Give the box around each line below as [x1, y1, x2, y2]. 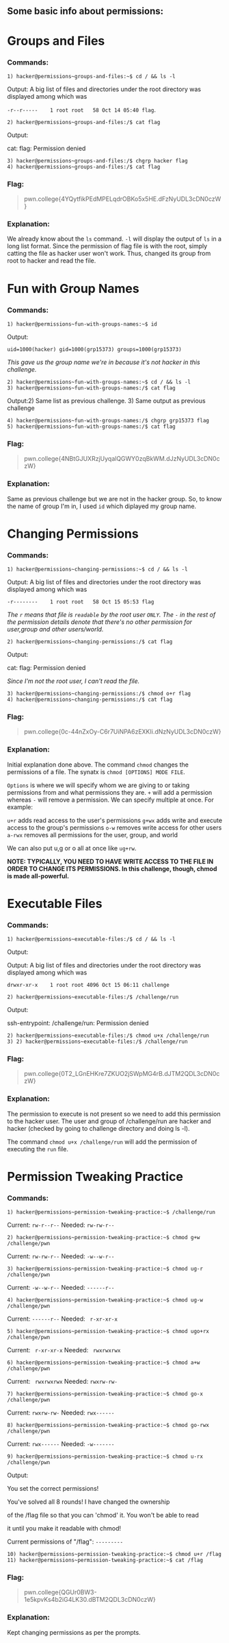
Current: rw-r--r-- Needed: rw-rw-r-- [7, 1221, 115, 1230]
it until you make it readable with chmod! [7, 1524, 122, 1533]
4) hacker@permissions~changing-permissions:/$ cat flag [7, 696, 173, 704]
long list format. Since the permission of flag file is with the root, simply [7, 242, 208, 250]
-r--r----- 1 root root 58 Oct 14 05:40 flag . [7, 106, 156, 114]
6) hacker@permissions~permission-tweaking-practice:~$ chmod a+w [7, 1359, 200, 1367]
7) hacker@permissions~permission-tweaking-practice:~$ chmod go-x [7, 1391, 204, 1398]
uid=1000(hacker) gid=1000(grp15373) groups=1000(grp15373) [7, 346, 183, 352]
